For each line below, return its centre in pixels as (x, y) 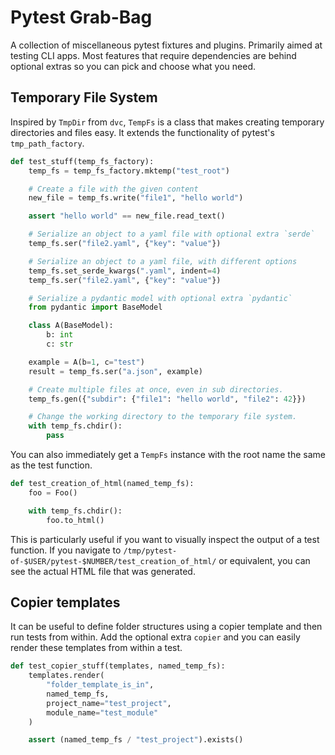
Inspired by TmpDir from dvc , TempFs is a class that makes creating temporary (167, 122)
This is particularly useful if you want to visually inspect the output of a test (165, 539)
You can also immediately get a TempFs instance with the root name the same (168, 454)
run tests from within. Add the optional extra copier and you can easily (155, 637)
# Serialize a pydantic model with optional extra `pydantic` (160, 298)
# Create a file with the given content (113, 189)
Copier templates (65, 602)
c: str (60, 344)
